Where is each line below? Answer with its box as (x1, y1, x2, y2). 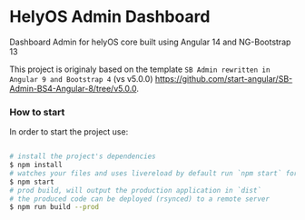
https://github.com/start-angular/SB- (154, 73, 293, 84)
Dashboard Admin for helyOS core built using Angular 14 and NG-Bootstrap (9, 36, 291, 47)
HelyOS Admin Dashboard (9, 6, 211, 27)
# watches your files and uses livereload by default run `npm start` (9, 168, 282, 178)
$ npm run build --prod (9, 203, 100, 212)
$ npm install (9, 161, 64, 170)
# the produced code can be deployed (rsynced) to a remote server (9, 194, 271, 204)
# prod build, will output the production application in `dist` (9, 185, 261, 195)
